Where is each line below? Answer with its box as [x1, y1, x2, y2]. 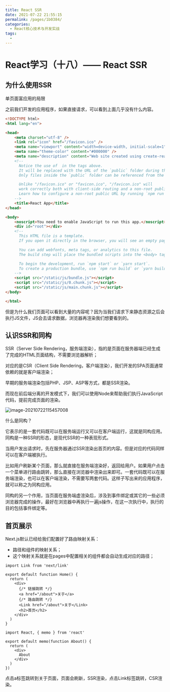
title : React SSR [5, 7, 42, 13]
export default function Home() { [5, 572, 78, 577]
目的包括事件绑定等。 [5, 505, 50, 511]
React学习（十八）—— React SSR [5, 59, 148, 71]
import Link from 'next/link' [5, 563, 69, 569]
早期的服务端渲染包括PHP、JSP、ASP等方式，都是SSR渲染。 [5, 380, 133, 386]
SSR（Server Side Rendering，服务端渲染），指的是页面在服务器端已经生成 [5, 346, 161, 352]
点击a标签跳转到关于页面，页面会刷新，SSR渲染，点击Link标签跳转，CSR [5, 675, 158, 681]
